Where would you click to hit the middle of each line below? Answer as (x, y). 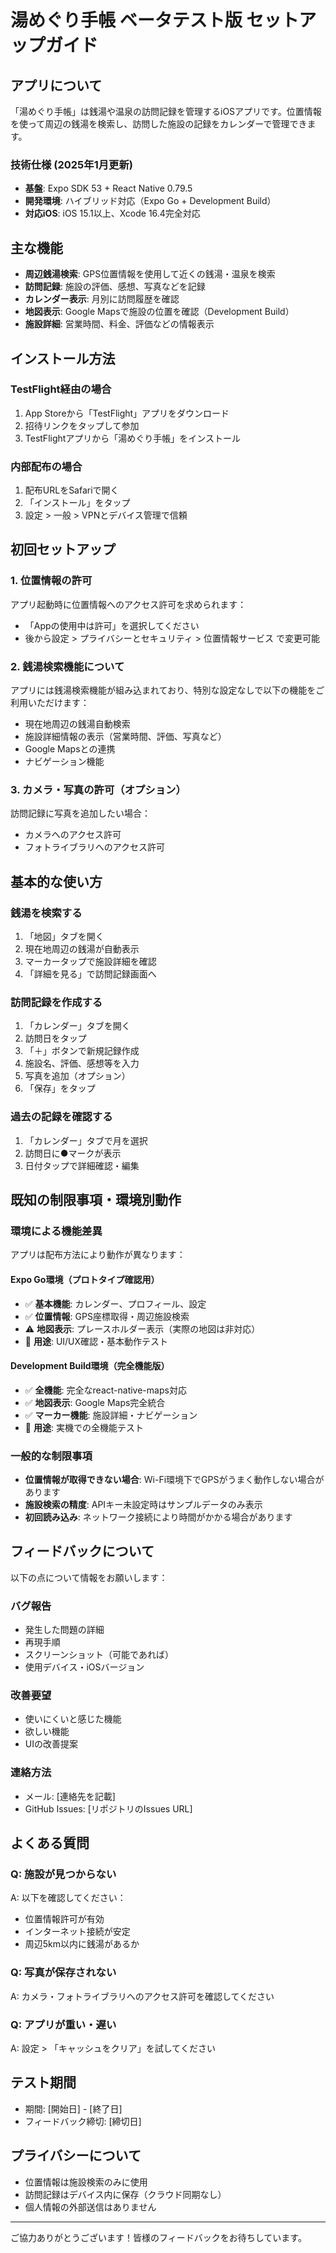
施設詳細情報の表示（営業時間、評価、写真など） (125, 737)
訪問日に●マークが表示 (73, 1153)
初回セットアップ (63, 549)
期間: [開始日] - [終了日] (73, 2108)
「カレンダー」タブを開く (77, 1026)
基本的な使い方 (56, 881)
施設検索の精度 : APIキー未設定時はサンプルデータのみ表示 (143, 1505)
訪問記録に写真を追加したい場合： (80, 813)
